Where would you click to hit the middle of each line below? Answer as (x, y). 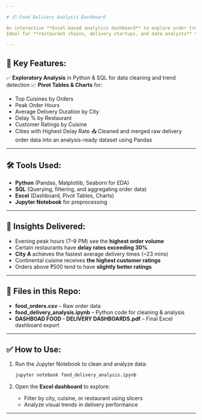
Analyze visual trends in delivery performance (81, 405)
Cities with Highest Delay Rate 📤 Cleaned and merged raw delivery (98, 131)
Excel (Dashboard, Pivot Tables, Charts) (64, 196)
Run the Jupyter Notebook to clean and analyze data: (81, 364)
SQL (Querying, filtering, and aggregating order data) (81, 189)
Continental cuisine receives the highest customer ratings (88, 260)
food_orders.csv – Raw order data (58, 306)
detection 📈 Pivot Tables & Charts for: (54, 85)
